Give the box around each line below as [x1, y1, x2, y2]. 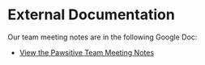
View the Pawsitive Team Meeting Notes [19, 47, 155, 57]
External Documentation [7, 6, 175, 24]
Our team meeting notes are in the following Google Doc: [7, 32, 198, 42]
